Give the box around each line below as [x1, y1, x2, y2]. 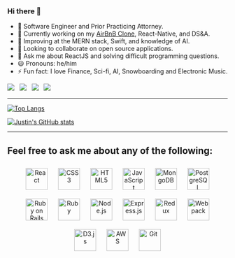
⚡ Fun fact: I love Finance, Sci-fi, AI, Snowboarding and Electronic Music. [17, 67, 228, 76]
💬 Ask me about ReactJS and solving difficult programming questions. [17, 52, 220, 60]
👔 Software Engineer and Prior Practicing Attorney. [17, 22, 164, 31]
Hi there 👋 [7, 6, 42, 16]
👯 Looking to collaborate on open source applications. [17, 45, 173, 53]
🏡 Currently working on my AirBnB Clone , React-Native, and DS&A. [17, 29, 211, 38]
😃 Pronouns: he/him [17, 59, 77, 68]
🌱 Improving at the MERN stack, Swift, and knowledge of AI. [17, 37, 190, 45]
